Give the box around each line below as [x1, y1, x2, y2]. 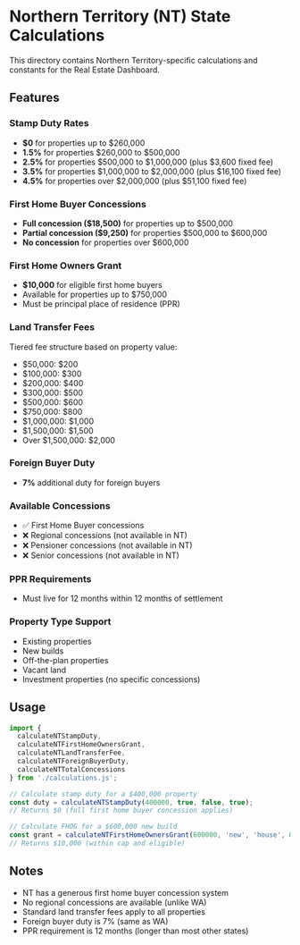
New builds [21, 645, 64, 656]
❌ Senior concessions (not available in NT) [21, 550, 180, 561]
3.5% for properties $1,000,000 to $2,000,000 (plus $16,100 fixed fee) [21, 165, 282, 176]
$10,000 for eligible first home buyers [21, 280, 162, 291]
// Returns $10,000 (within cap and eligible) [9, 839, 186, 848]
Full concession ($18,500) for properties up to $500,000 [21, 217, 234, 229]
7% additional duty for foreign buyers [21, 477, 161, 488]
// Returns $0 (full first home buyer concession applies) [9, 806, 234, 815]
